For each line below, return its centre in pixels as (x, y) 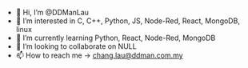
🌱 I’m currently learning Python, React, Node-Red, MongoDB (116, 38)
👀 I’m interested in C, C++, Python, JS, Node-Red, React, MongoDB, (128, 21)
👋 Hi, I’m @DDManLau (52, 12)
